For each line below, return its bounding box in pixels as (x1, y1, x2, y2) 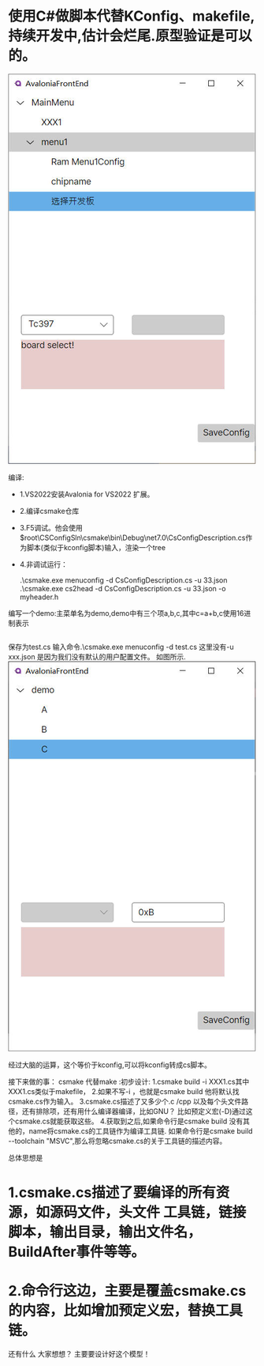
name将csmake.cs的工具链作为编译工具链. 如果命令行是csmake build (28, 1126, 254, 1135)
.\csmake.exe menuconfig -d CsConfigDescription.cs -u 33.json (19, 575, 228, 585)
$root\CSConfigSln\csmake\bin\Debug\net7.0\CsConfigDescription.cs (19, 533, 246, 542)
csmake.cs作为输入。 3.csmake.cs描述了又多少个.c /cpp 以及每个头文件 (8, 1096, 242, 1106)
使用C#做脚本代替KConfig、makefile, (8, 7, 255, 25)
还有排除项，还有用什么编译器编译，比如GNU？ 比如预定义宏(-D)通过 (21, 1106, 247, 1115)
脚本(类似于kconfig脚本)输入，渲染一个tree (26, 542, 166, 552)
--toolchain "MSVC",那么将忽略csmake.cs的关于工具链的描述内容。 (8, 1136, 227, 1145)
